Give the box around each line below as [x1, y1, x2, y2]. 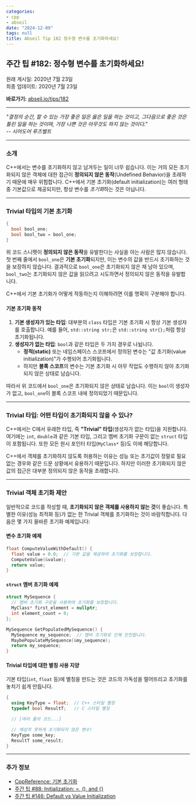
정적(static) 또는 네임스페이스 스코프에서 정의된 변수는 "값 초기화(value [23, 348, 187, 355]
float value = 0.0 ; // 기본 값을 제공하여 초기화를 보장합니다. [11, 551, 153, 557]
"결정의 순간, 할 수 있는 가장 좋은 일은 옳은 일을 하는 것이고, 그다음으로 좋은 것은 [6, 113, 187, 120]
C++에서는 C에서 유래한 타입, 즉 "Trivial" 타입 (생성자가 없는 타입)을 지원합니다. [6, 425, 188, 433]
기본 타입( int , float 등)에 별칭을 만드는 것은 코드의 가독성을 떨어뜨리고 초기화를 [6, 676, 188, 683]
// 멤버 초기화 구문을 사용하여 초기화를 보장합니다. [11, 600, 119, 606]
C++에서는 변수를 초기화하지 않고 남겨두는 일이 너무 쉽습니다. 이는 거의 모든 [6, 164, 178, 171]
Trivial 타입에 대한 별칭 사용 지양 [6, 662, 80, 669]
